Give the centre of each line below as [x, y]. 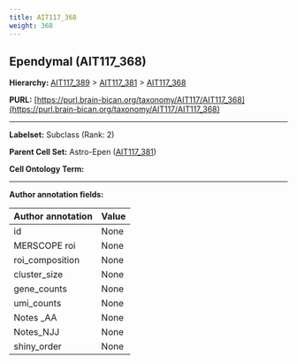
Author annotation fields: [57, 195]
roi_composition [47, 260]
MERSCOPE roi [45, 246]
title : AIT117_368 [43, 17]
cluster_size [38, 275]
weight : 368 [31, 26]
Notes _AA [35, 318]
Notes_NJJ [37, 332]
